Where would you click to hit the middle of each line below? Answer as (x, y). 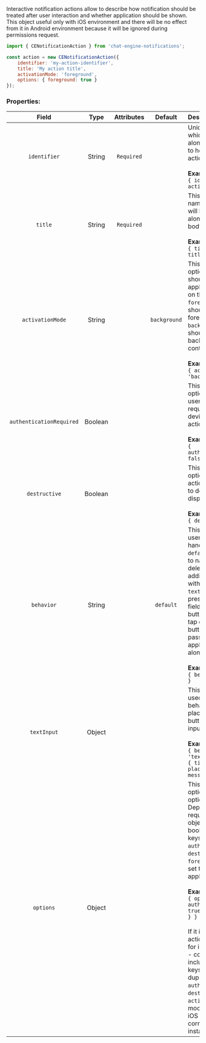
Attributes (129, 117)
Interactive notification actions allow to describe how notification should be (101, 9)
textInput (44, 732)
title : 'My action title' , (52, 69)
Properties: (24, 102)
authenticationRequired (44, 422)
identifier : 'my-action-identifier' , (66, 63)
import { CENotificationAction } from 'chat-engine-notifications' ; (96, 46)
